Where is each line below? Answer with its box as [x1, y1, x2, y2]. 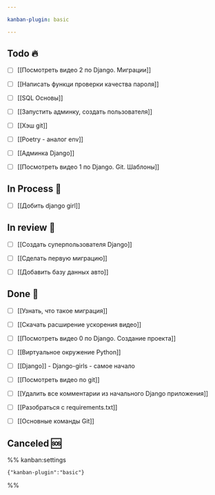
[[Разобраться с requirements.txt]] [17, 403, 118, 412]
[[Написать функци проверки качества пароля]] [17, 80, 159, 88]
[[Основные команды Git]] [17, 417, 94, 425]
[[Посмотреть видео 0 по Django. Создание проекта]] [17, 334, 176, 342]
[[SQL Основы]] [17, 94, 63, 102]
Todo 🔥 [7, 48, 39, 59]
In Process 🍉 [7, 183, 62, 195]
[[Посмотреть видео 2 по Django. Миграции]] [17, 66, 152, 74]
